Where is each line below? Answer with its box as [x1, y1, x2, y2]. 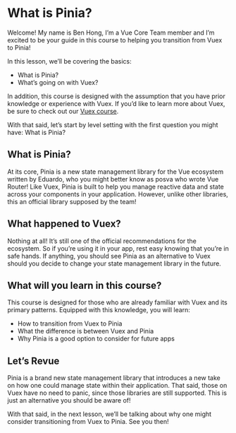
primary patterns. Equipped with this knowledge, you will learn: [7, 306, 190, 314]
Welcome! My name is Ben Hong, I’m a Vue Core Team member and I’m [7, 28, 215, 37]
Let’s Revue [7, 355, 60, 367]
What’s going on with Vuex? [17, 78, 99, 86]
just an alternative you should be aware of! [7, 396, 132, 405]
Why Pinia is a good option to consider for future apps [17, 334, 175, 343]
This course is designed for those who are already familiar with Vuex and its [7, 298, 228, 307]
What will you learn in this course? [7, 279, 162, 291]
